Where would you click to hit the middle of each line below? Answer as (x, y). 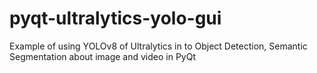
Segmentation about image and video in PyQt (102, 56)
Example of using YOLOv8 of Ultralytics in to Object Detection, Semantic (158, 46)
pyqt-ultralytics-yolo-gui (115, 18)
